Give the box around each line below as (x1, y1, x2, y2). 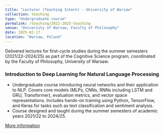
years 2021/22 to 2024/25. (12, 113, 66, 119)
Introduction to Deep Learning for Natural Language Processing (5, 71, 159, 78)
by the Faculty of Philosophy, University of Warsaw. (5, 58, 109, 64)
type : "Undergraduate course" (5, 16, 67, 21)
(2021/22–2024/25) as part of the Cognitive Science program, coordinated (5, 53, 156, 59)
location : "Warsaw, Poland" (5, 35, 63, 40)
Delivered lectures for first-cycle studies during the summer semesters (5, 48, 148, 54)
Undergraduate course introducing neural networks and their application (12, 82, 159, 88)
